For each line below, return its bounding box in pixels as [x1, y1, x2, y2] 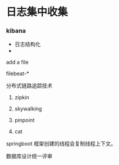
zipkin [14, 94, 29, 101]
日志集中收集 [6, 5, 69, 19]
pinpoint [14, 117, 35, 124]
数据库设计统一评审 [6, 153, 53, 160]
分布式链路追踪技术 [6, 82, 53, 89]
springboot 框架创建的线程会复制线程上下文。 [6, 140, 116, 147]
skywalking [14, 105, 42, 112]
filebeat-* [6, 70, 29, 77]
